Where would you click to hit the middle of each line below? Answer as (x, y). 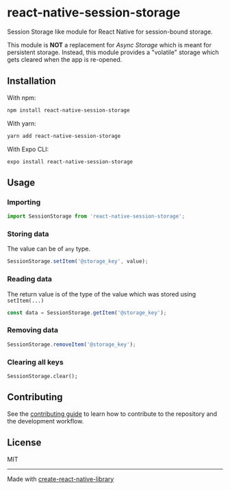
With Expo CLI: (28, 149)
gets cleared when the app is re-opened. (65, 59)
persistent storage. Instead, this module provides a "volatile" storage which (113, 52)
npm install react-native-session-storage (68, 110)
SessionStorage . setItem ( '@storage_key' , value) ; (78, 261)
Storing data (28, 233)
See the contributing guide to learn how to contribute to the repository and (112, 414)
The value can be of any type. (49, 249)
